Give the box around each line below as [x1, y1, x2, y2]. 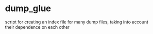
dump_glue [5, 3, 51, 14]
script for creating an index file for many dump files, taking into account [5, 19, 149, 25]
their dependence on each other [5, 24, 70, 30]
